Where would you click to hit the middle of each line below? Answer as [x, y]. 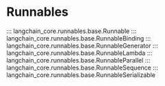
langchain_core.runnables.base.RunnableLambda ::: [79, 53]
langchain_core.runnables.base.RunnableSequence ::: [82, 67]
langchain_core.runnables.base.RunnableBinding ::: [79, 38]
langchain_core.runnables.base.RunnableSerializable [81, 75]
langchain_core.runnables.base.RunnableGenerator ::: [82, 45]
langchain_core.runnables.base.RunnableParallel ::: [78, 60]
